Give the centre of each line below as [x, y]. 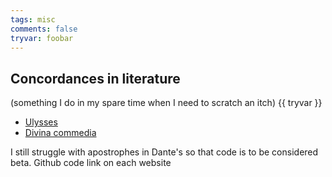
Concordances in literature [95, 78]
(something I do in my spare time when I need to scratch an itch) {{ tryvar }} [166, 103]
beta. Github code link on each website [91, 163]
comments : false [44, 29]
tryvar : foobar [42, 38]
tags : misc [33, 19]
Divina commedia [60, 133]
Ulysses [41, 122]
